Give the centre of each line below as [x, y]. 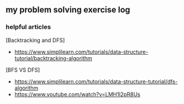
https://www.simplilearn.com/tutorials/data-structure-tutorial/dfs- [96, 81]
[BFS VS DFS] [23, 70]
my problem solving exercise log [68, 10]
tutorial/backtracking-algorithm [53, 58]
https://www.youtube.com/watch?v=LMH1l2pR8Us [77, 94]
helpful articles [28, 27]
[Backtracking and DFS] [35, 40]
